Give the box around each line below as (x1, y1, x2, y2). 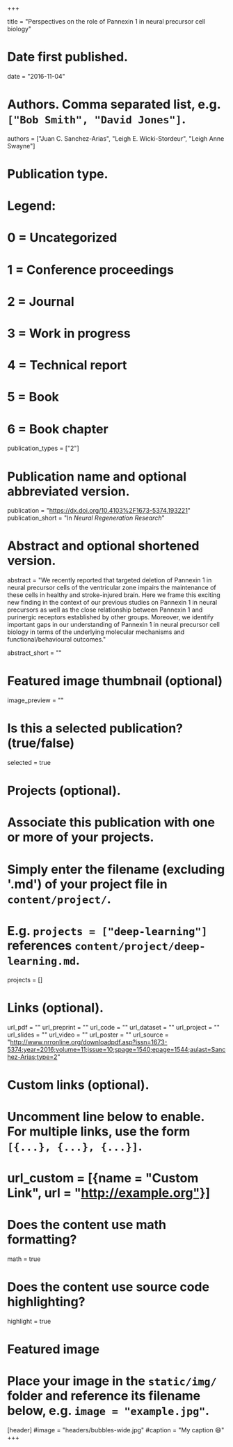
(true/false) (7, 736, 75, 751)
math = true (7, 1255, 41, 1263)
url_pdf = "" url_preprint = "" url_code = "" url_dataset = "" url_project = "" (7, 1023, 220, 1031)
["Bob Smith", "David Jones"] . (7, 111, 186, 127)
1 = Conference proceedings (7, 262, 174, 277)
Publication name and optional (7, 468, 187, 484)
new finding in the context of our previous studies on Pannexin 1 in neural (7, 598, 218, 607)
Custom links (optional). (7, 1077, 150, 1092)
